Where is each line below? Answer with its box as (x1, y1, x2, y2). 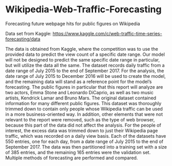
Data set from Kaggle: (5, 30, 52, 36)
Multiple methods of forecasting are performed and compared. (5, 155, 138, 161)
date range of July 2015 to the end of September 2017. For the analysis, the (5, 68, 164, 74)
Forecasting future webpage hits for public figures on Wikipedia (5, 20, 140, 27)
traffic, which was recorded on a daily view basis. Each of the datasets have (5, 133, 166, 139)
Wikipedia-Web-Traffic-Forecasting (5, 4, 162, 15)
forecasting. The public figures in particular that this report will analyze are (5, 84, 163, 90)
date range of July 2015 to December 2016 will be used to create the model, (5, 73, 166, 79)
